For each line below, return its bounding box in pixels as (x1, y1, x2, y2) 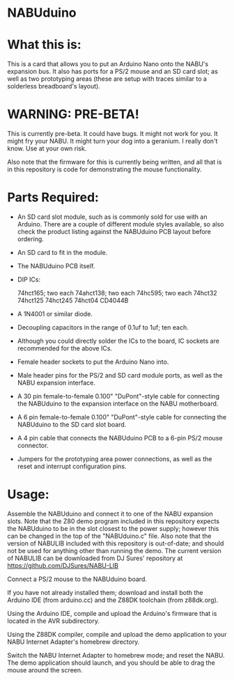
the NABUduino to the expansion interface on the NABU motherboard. (17, 399, 219, 408)
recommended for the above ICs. (17, 344, 113, 353)
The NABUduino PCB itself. (17, 262, 95, 270)
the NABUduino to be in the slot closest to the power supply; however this (7, 524, 219, 532)
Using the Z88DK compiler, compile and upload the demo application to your (7, 630, 227, 638)
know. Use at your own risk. (7, 144, 87, 153)
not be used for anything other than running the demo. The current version (7, 546, 221, 555)
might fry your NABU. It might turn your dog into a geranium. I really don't (7, 137, 218, 146)
